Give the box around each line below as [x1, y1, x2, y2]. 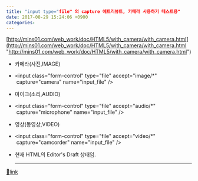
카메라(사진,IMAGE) [14, 60, 61, 68]
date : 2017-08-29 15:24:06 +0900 [6, 14, 88, 20]
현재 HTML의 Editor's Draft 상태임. [14, 151, 96, 158]
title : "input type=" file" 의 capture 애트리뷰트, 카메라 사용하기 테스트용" [6, 8, 181, 15]
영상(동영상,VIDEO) [14, 121, 60, 128]
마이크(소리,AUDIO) [14, 91, 61, 98]
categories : [6, 19, 35, 25]
